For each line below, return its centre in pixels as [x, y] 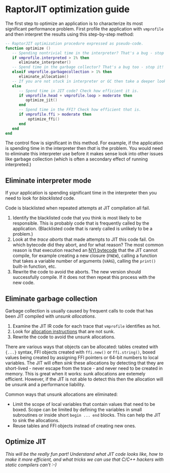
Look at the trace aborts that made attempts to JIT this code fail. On [83, 239]
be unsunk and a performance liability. [45, 385]
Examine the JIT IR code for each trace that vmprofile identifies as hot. [87, 326]
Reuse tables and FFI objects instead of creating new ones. [74, 426]
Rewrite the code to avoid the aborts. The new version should [77, 272]
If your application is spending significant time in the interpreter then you [81, 193]
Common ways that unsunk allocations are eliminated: [61, 394]
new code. [24, 282]
